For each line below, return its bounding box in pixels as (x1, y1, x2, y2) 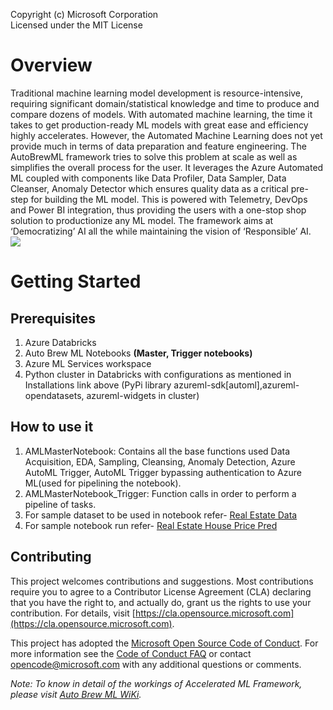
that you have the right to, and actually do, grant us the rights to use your (10, 596, 312, 608)
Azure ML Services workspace (24, 357, 152, 369)
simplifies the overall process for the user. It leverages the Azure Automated (10, 161, 324, 173)
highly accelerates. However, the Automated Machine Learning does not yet (10, 129, 323, 141)
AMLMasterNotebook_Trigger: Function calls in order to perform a (24, 487, 297, 499)
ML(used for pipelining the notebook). (24, 477, 182, 489)
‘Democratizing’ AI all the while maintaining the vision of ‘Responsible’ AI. (10, 225, 312, 237)
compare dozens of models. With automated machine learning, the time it (10, 108, 313, 120)
